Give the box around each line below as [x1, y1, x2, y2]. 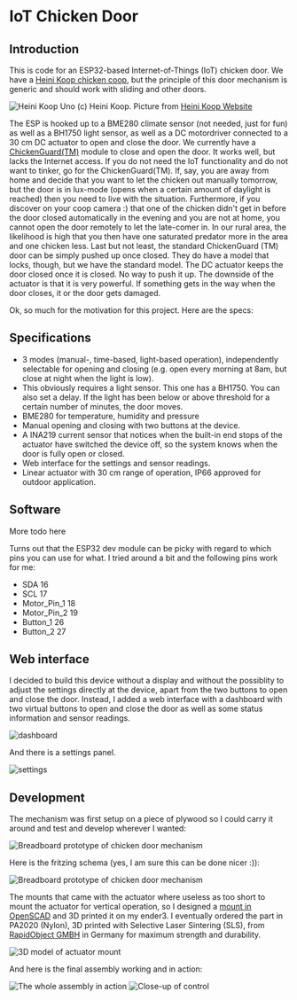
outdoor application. [21, 476, 96, 487]
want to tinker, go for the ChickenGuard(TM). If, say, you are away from [9, 166, 270, 176]
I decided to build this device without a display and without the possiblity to [9, 676, 285, 686]
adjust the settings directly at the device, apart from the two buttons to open [9, 684, 288, 695]
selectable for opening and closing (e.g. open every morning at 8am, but [21, 363, 287, 374]
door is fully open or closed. [21, 448, 126, 458]
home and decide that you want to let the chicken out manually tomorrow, [9, 175, 278, 185]
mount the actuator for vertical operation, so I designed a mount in [9, 902, 252, 912]
